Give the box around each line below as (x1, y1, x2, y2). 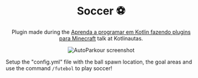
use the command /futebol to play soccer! (5, 64, 113, 72)
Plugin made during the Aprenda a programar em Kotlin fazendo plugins (11, 28, 191, 36)
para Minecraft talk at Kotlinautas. (59, 34, 144, 42)
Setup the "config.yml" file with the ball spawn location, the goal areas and (5, 58, 192, 65)
